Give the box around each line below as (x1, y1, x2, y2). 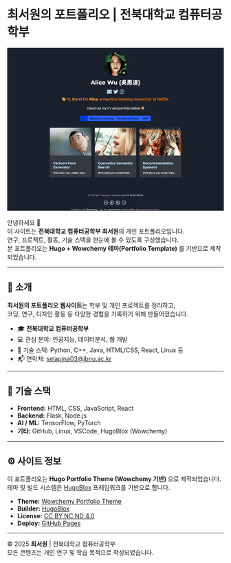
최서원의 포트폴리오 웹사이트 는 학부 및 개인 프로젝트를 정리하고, (7, 301, 175, 309)
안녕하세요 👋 (7, 218, 41, 227)
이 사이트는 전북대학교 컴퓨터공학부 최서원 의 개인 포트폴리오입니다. (7, 227, 185, 235)
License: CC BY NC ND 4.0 (16, 512, 95, 520)
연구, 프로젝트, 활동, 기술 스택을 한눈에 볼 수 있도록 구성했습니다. (7, 236, 179, 244)
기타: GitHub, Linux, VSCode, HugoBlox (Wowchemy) (16, 427, 168, 435)
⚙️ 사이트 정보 (7, 455, 62, 467)
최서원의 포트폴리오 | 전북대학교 (7, 7, 175, 23)
